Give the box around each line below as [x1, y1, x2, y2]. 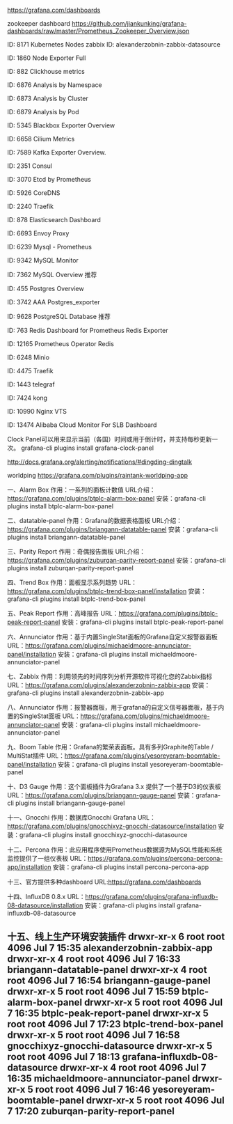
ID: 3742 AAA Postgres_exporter [7, 298, 100, 306]
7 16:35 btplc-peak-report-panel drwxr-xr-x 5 [7, 1008, 209, 1020]
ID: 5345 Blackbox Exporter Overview [7, 121, 115, 130]
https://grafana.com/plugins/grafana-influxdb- [85, 893, 218, 900]
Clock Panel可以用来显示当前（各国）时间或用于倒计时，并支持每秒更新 [7, 435, 212, 443]
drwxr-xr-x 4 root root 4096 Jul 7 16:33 [7, 953, 181, 965]
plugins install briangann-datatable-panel [7, 533, 126, 541]
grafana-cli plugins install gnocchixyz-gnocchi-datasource [19, 831, 188, 838]
